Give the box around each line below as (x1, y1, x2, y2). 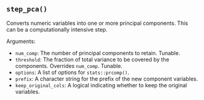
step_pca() (6, 5, 47, 14)
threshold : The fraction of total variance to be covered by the (15, 56, 169, 63)
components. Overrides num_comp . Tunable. (15, 62, 123, 69)
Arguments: (6, 38, 36, 45)
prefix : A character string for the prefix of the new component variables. (15, 75, 198, 82)
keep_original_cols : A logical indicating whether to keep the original (15, 81, 188, 88)
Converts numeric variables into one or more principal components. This (6, 19, 188, 27)
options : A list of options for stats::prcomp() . (15, 68, 130, 76)
